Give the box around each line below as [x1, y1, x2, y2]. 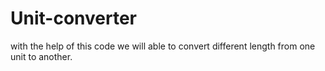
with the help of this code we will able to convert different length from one [10, 40, 316, 52]
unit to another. [10, 50, 73, 62]
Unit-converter [10, 7, 137, 30]
